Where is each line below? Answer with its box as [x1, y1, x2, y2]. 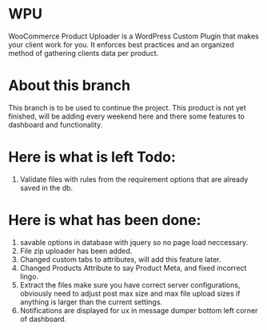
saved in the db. [19, 183, 74, 192]
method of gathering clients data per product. [8, 48, 159, 58]
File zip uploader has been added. [19, 246, 133, 256]
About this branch [8, 77, 130, 95]
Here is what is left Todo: [8, 148, 176, 167]
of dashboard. [19, 314, 67, 324]
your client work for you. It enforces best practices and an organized [8, 39, 234, 49]
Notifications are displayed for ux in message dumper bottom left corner [19, 305, 258, 315]
